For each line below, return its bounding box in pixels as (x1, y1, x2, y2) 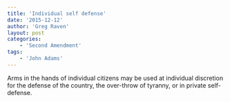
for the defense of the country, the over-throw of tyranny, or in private (7, 81, 207, 90)
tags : (7, 49, 23, 56)
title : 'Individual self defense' (7, 10, 107, 17)
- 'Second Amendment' (19, 42, 82, 49)
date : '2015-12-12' (7, 17, 64, 23)
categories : (7, 36, 41, 43)
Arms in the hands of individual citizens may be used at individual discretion (7, 74, 223, 82)
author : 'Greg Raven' (7, 23, 70, 30)
